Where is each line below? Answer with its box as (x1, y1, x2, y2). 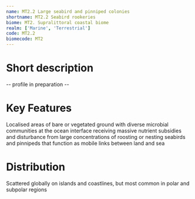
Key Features (6, 101, 72, 115)
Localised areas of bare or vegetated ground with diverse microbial (6, 121, 169, 128)
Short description (6, 61, 94, 75)
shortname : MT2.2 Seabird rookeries (6, 14, 96, 20)
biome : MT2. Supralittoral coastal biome (6, 19, 109, 25)
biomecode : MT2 (6, 36, 43, 42)
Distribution (6, 160, 66, 174)
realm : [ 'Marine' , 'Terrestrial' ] (6, 25, 91, 31)
